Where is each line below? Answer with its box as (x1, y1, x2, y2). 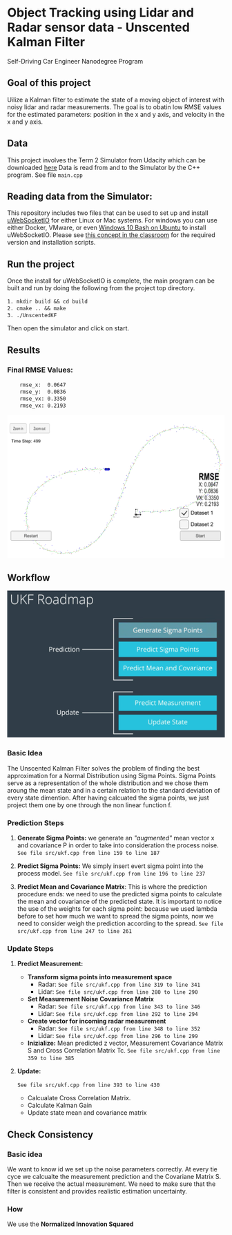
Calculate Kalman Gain (27, 1101, 93, 1110)
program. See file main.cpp (7, 171, 83, 179)
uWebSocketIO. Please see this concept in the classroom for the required (7, 231, 215, 239)
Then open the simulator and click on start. (7, 324, 130, 332)
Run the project (7, 258, 75, 270)
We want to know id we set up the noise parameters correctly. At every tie (7, 1165, 217, 1173)
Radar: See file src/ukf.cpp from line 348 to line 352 (37, 1024, 201, 1033)
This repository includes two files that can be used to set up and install (7, 209, 209, 217)
